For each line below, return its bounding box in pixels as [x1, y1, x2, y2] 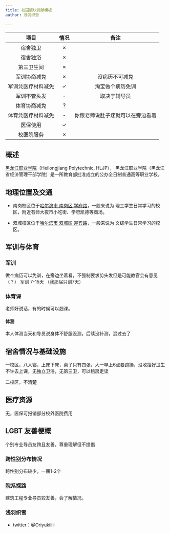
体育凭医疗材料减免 [8, 112, 55, 119]
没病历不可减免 [97, 73, 134, 80]
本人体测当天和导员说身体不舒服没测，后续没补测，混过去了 [5, 330, 131, 337]
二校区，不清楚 [5, 379, 37, 385]
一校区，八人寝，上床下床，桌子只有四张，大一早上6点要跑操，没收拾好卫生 [5, 362, 165, 368]
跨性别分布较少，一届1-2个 [5, 468, 61, 474]
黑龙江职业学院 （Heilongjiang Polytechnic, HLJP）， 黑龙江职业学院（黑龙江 [5, 165, 165, 171]
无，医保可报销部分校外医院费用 [5, 410, 73, 416]
